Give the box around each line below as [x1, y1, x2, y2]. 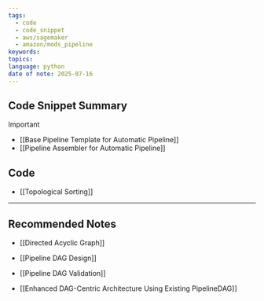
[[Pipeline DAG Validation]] [19, 269, 106, 278]
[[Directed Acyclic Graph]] [19, 238, 105, 248]
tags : [8, 11, 26, 20]
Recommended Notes [8, 217, 116, 230]
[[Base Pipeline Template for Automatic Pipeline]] [19, 135, 179, 145]
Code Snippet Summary [8, 99, 128, 112]
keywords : [8, 48, 41, 56]
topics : [8, 56, 34, 64]
